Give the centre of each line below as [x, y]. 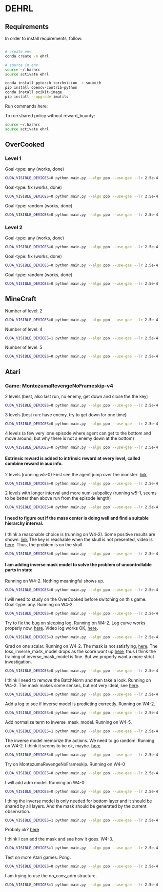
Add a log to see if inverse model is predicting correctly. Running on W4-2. [80, 704]
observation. [18, 811]
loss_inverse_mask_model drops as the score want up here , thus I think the [81, 651]
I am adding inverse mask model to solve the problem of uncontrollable [79, 565]
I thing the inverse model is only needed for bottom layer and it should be [79, 801]
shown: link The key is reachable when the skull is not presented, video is [79, 539]
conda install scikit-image [34, 92]
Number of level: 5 [24, 347]
